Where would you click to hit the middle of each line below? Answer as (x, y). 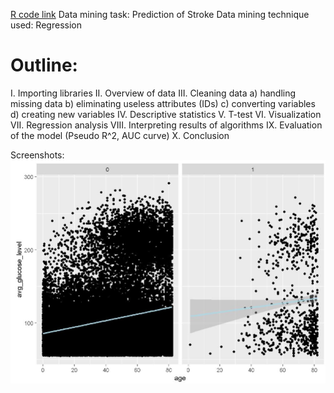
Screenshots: (37, 155)
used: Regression (46, 25)
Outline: (44, 65)
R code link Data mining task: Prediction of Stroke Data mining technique (160, 14)
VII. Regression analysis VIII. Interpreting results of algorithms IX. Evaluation (166, 125)
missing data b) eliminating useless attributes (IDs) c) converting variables (163, 103)
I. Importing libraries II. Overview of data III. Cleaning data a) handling (153, 93)
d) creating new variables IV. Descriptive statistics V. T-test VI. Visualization (166, 114)
